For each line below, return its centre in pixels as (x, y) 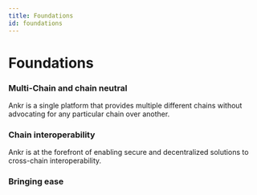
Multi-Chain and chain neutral (68, 87)
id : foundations (35, 23)
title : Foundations (41, 16)
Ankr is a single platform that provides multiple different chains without (125, 105)
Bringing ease (36, 181)
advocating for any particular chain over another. (89, 114)
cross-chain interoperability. (55, 160)
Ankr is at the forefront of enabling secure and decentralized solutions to (128, 152)
